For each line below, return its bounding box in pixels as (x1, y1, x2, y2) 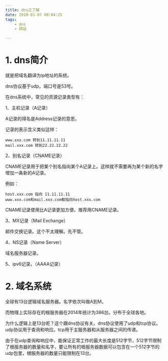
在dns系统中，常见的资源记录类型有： (5, 94, 85, 100)
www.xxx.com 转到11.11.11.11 (5, 138, 66, 143)
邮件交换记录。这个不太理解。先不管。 (5, 228, 86, 235)
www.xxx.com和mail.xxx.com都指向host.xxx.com (5, 197, 101, 202)
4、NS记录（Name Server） (5, 239, 65, 245)
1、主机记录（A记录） (5, 105, 51, 111)
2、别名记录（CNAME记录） (5, 152, 65, 159)
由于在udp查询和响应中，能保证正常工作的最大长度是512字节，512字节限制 (5, 338, 162, 343)
